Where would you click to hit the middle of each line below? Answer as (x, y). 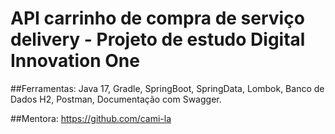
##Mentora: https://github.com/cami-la (91, 118)
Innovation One (75, 61)
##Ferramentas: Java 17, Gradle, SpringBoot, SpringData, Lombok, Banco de (167, 88)
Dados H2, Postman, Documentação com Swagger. (116, 99)
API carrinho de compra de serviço (157, 18)
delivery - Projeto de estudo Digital (158, 39)
